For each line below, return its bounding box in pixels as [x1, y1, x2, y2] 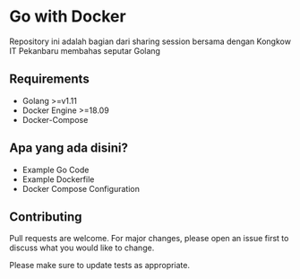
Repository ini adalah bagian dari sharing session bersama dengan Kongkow [9, 36, 291, 47]
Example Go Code [21, 164, 90, 175]
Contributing [9, 209, 82, 224]
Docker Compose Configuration [21, 183, 141, 194]
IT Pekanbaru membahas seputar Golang [9, 45, 161, 56]
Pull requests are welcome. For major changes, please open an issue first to [9, 233, 289, 244]
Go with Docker [9, 6, 127, 27]
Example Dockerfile [21, 173, 95, 185]
